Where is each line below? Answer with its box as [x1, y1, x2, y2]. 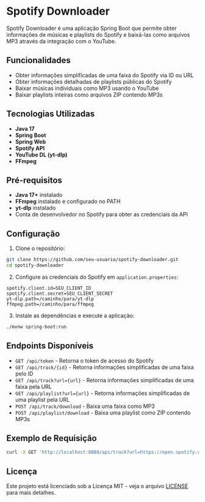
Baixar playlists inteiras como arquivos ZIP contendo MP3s [15, 90, 163, 98]
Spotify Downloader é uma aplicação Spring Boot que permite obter [6, 24, 177, 32]
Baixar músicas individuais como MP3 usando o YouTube [15, 84, 159, 92]
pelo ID [15, 370, 34, 377]
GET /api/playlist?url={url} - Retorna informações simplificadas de [15, 389, 190, 397]
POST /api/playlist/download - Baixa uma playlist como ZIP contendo [15, 408, 191, 416]
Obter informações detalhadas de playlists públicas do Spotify [15, 78, 172, 85]
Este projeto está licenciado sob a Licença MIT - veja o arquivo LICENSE [6, 482, 189, 490]
